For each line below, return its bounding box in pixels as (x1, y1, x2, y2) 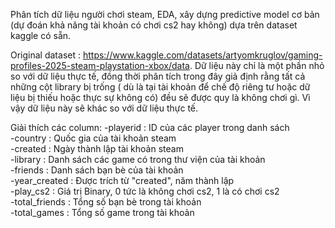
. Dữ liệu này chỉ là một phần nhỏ (189, 60, 325, 71)
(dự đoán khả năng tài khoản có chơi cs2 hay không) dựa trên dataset (10, 19, 298, 31)
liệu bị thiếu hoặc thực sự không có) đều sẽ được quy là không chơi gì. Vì (10, 92, 311, 103)
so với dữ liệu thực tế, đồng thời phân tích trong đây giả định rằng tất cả (10, 70, 306, 82)
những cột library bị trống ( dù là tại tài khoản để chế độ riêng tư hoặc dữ (10, 81, 311, 93)
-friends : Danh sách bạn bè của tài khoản (10, 164, 184, 176)
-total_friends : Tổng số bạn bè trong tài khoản (10, 196, 202, 208)
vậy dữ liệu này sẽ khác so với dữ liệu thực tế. (10, 102, 199, 114)
